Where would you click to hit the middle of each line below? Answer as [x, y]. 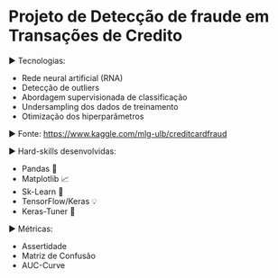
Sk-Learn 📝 [42, 192]
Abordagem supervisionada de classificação [104, 97]
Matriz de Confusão [59, 256]
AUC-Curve [43, 265]
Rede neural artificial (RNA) [72, 77]
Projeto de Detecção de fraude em [139, 17]
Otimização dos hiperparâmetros [83, 116]
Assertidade [44, 246]
